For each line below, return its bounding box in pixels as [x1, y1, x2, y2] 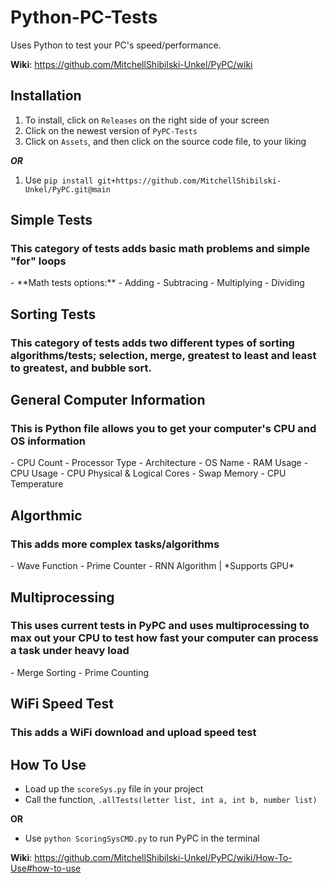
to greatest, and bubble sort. [10, 361, 152, 375]
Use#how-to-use [10, 862, 82, 874]
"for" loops [10, 254, 67, 268]
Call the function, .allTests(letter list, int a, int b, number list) [24, 793, 318, 805]
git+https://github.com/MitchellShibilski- [97, 176, 282, 186]
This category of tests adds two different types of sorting [10, 336, 295, 350]
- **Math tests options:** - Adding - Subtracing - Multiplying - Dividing [10, 277, 305, 289]
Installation [10, 87, 82, 105]
